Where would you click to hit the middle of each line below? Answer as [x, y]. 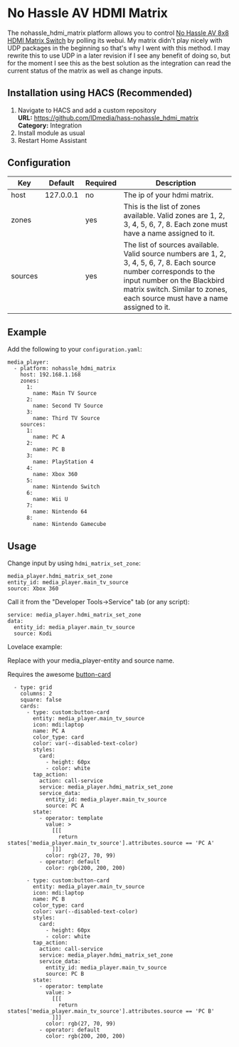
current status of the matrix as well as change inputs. [85, 70]
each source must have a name [176, 298]
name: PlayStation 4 [63, 462]
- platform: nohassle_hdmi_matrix [65, 369]
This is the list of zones [162, 206]
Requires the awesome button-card [59, 675]
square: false [41, 700]
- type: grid [33, 688]
